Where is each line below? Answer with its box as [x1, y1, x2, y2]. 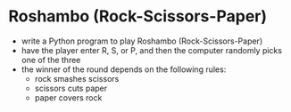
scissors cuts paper [34, 83, 108, 93]
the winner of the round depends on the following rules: [21, 64, 227, 75]
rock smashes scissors [34, 73, 120, 84]
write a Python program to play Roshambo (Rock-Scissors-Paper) [21, 36, 263, 46]
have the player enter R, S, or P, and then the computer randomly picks [21, 44, 283, 55]
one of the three [21, 54, 81, 65]
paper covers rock [34, 92, 103, 103]
